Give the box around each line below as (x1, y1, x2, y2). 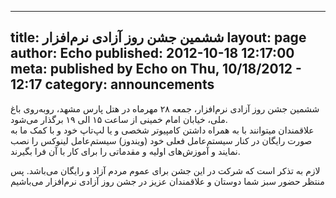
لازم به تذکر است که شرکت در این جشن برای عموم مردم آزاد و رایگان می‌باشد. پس (10, 164, 321, 176)
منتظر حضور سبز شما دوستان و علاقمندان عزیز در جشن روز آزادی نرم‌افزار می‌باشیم (10, 175, 325, 187)
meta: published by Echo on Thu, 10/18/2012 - (10, 61, 302, 78)
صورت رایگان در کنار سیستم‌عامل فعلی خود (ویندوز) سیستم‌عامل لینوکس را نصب (10, 134, 313, 146)
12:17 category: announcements (10, 76, 215, 93)
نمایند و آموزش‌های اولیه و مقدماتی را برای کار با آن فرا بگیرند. (10, 145, 241, 157)
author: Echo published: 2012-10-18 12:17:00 (10, 45, 295, 62)
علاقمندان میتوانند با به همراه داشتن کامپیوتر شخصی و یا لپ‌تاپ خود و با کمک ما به (10, 124, 315, 136)
